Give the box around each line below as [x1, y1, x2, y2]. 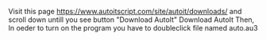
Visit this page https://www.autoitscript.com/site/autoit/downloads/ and [8, 7, 242, 16]
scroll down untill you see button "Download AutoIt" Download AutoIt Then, [8, 15, 255, 24]
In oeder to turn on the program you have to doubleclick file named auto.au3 [8, 24, 258, 32]
